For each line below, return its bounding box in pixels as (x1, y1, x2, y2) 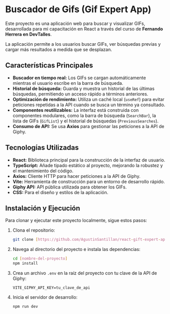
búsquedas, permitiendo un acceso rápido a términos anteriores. (12, 90, 149, 97)
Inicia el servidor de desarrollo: (12, 294, 78, 300)
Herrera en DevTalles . (5, 31, 52, 37)
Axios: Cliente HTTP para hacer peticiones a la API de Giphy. (12, 173, 141, 179)
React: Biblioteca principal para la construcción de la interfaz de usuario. (12, 156, 165, 163)
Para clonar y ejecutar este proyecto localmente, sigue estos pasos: (5, 217, 147, 224)
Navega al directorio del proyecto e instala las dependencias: (12, 246, 141, 253)
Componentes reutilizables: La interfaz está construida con (12, 107, 139, 113)
